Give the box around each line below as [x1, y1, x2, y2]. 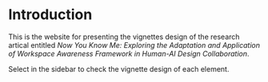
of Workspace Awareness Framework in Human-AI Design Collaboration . [8, 49, 250, 58]
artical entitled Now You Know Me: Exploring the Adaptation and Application [8, 40, 260, 49]
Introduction [8, 6, 93, 24]
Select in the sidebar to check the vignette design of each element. [8, 64, 230, 73]
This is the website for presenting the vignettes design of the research [8, 32, 240, 41]
